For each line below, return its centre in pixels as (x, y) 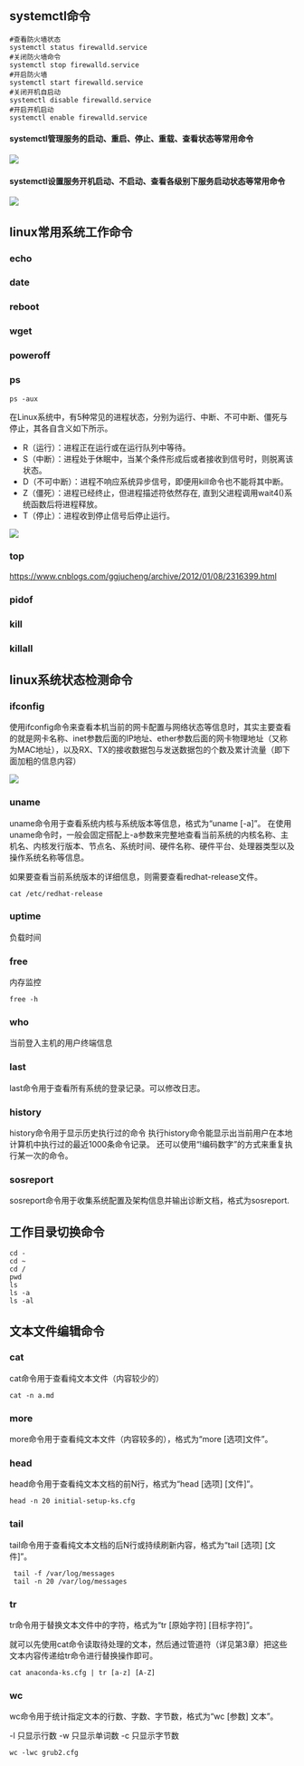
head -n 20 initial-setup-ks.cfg (72, 1501)
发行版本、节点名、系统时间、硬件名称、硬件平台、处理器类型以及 (171, 845)
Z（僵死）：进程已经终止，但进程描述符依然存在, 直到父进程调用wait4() (153, 493)
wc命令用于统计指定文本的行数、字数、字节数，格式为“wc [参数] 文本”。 (144, 1716)
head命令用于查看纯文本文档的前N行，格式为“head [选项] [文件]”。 (134, 1484)
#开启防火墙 (28, 74)
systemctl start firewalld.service (76, 83)
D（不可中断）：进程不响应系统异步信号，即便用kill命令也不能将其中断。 (155, 481)
